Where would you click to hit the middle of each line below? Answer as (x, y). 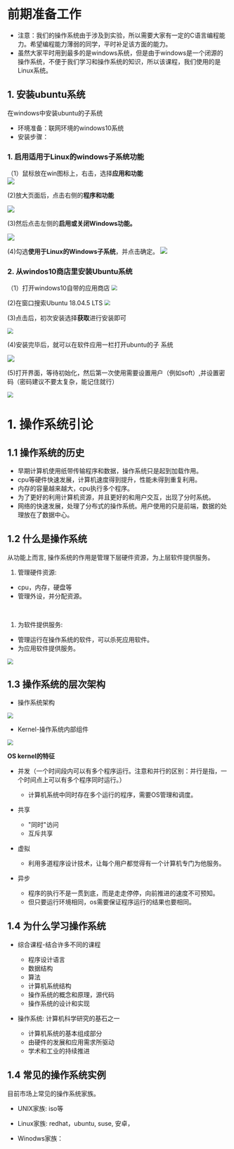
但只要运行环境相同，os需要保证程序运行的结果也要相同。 (111, 901)
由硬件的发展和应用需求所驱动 (71, 1042)
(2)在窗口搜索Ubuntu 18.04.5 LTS (55, 303)
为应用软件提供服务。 (48, 648)
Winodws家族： (40, 1138)
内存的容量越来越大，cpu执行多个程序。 (75, 488)
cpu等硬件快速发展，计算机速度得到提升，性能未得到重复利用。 (109, 480)
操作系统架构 (36, 702)
